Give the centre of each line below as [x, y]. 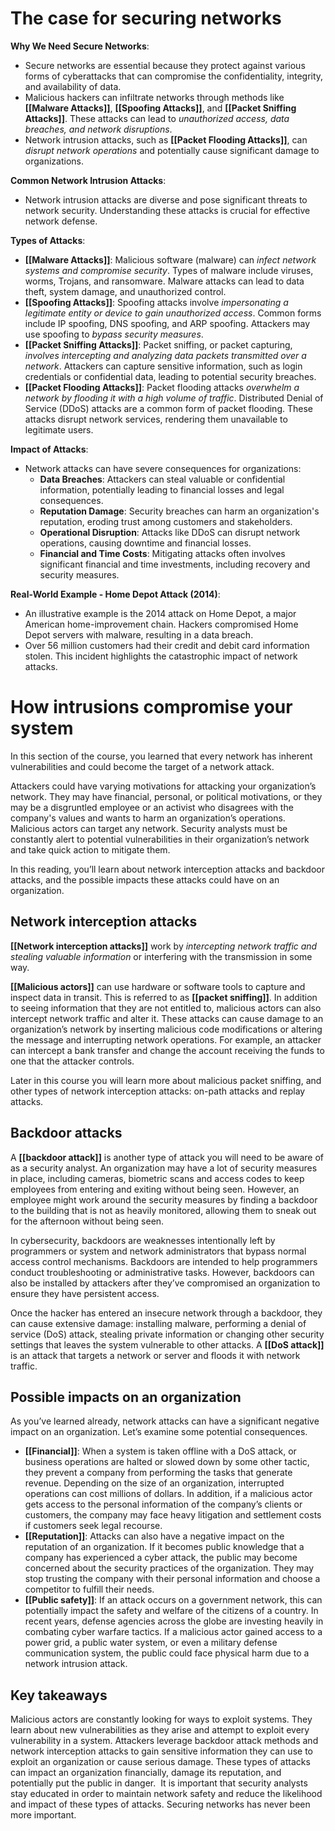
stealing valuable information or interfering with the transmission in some [161, 956]
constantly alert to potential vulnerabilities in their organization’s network [160, 839]
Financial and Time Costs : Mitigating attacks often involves [162, 553]
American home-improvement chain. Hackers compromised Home [161, 624]
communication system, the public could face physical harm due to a [167, 1653]
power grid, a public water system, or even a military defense [151, 1643]
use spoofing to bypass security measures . [114, 334]
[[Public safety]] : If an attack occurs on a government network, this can [173, 1600]
